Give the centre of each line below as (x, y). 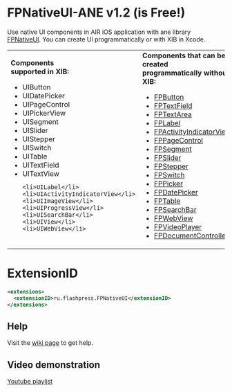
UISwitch (37, 148)
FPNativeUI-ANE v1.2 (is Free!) (96, 13)
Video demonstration (54, 365)
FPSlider (168, 157)
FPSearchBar (175, 209)
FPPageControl (179, 140)
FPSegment (173, 149)
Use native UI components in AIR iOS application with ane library (99, 32)
